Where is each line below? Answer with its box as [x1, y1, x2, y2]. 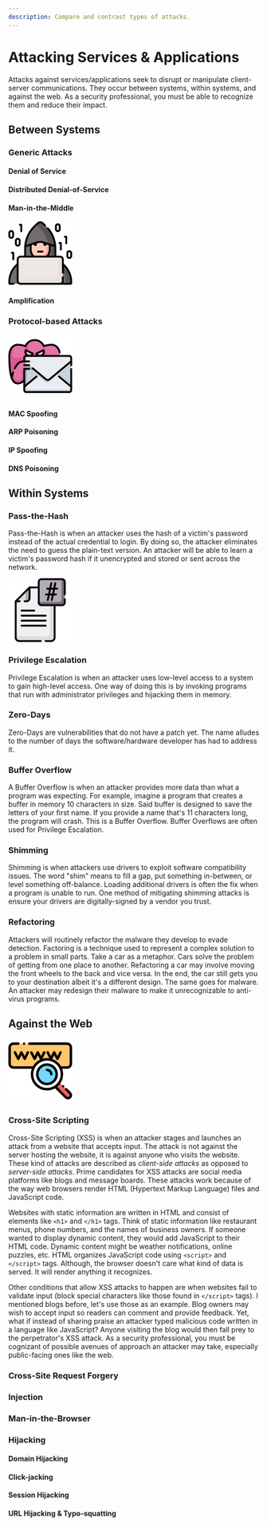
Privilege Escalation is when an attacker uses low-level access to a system [8, 673, 253, 682]
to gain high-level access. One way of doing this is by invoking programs [8, 681, 247, 691]
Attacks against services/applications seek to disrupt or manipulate [8, 74, 230, 84]
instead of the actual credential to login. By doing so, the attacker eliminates [8, 537, 257, 547]
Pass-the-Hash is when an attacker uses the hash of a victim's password [8, 528, 249, 538]
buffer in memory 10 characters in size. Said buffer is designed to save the [8, 799, 253, 809]
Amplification [8, 296, 54, 305]
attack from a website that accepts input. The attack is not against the [8, 1141, 238, 1151]
